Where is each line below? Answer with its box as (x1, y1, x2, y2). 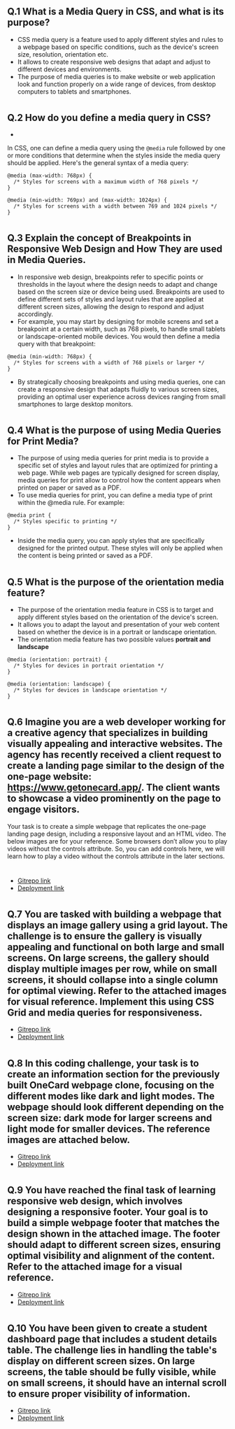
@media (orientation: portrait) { (7, 656, 108, 663)
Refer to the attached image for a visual (7, 1261, 183, 1273)
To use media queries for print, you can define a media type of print (17, 491, 213, 499)
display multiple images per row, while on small (7, 963, 218, 975)
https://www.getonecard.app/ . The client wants (7, 782, 220, 794)
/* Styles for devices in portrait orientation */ (13, 662, 164, 669)
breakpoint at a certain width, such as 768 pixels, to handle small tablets (17, 325, 226, 333)
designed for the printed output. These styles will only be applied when (17, 544, 223, 553)
